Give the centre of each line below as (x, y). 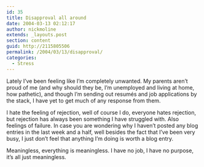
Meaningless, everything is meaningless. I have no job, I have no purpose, (100, 150)
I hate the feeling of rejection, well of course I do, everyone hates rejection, (101, 112)
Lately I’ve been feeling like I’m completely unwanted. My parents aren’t (97, 81)
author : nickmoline (31, 29)
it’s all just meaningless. (36, 157)
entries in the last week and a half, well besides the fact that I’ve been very (101, 132)
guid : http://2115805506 (38, 47)
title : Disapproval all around (46, 18)
